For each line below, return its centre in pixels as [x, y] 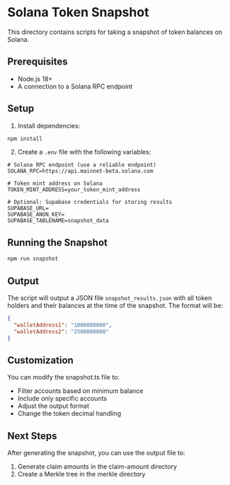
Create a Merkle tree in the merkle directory [81, 474]
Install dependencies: [49, 125]
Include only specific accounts [62, 399]
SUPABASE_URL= [28, 209]
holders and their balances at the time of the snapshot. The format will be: [115, 305]
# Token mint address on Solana [55, 184]
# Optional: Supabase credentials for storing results [90, 202]
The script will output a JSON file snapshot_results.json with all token [110, 297]
